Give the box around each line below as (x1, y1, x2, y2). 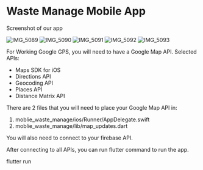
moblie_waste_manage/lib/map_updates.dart (15, 122, 128, 129)
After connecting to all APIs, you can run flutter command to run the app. (6, 146, 189, 153)
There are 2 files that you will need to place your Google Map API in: (6, 104, 178, 111)
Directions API (15, 73, 51, 80)
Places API (15, 85, 43, 93)
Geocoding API (15, 79, 54, 87)
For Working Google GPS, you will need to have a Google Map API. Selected (6, 48, 197, 55)
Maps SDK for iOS (15, 66, 61, 74)
